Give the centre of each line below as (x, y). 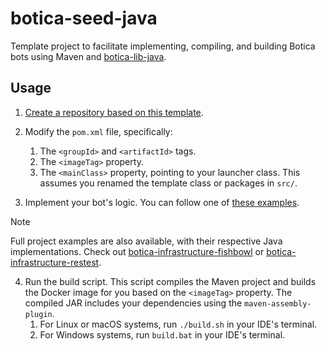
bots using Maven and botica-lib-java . (88, 56)
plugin (38, 314)
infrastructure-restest (55, 262)
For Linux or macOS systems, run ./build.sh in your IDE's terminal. (178, 324)
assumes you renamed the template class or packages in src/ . (168, 183)
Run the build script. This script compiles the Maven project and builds (170, 281)
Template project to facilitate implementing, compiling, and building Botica (163, 46)
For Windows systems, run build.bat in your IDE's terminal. (162, 334)
